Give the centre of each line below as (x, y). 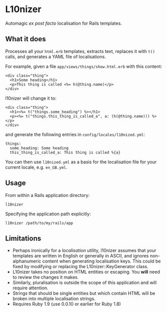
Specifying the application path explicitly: (48, 214)
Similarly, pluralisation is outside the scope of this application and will (85, 283)
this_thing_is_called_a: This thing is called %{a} (65, 152)
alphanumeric (27, 261)
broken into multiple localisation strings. (54, 299)
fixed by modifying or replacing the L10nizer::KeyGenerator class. (80, 267)
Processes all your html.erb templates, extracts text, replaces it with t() (80, 51)
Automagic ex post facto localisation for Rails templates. (64, 23)
